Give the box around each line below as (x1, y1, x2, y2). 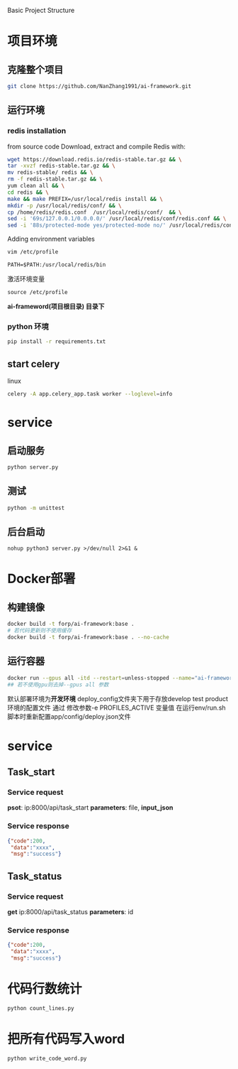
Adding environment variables (7, 234, 96, 244)
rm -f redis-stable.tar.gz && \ (7, 175, 103, 183)
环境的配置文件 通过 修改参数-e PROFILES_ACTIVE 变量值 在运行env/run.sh (7, 703, 226, 712)
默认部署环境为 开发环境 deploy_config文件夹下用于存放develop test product (7, 695, 229, 703)
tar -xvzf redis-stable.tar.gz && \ (7, 163, 115, 170)
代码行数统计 (7, 981, 83, 997)
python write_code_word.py (7, 1055, 87, 1062)
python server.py (7, 463, 59, 471)
